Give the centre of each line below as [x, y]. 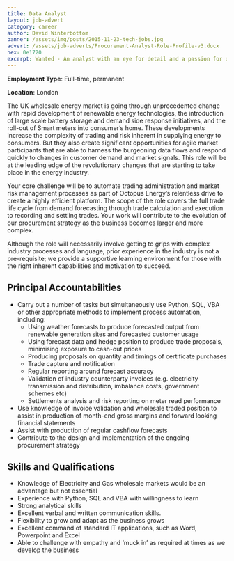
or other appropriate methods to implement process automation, [109, 312]
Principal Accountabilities [64, 288]
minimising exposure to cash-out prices [85, 349]
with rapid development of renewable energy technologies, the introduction [116, 113]
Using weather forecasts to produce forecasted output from [114, 326]
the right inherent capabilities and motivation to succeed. [89, 266]
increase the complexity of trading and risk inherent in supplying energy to [114, 135]
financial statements [46, 422]
